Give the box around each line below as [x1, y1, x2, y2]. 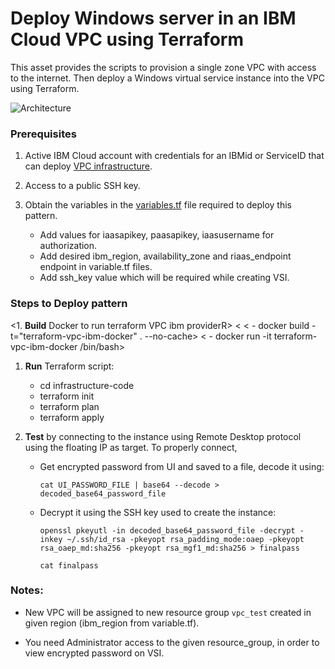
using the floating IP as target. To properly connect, [24, 441, 238, 453]
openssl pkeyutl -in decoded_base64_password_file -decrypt [39, 525, 296, 536]
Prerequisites [10, 127, 77, 141]
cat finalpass [39, 560, 99, 571]
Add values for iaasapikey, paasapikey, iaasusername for [39, 229, 275, 241]
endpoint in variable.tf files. [39, 261, 153, 273]
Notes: [10, 583, 44, 597]
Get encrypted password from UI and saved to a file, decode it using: [39, 460, 325, 472]
